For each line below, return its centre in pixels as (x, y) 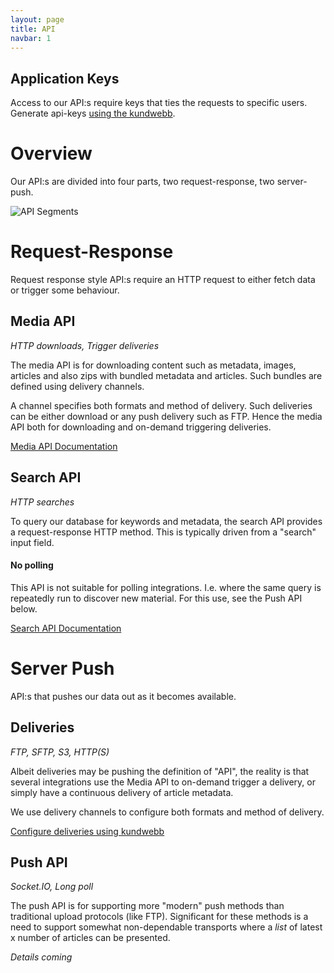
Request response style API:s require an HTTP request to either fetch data (163, 280)
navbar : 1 (31, 38)
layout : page (37, 19)
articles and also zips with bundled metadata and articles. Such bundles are (166, 375)
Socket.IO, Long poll (52, 887)
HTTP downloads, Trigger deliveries (85, 345)
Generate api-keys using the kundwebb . (93, 113)
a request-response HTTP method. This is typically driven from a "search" (163, 532)
